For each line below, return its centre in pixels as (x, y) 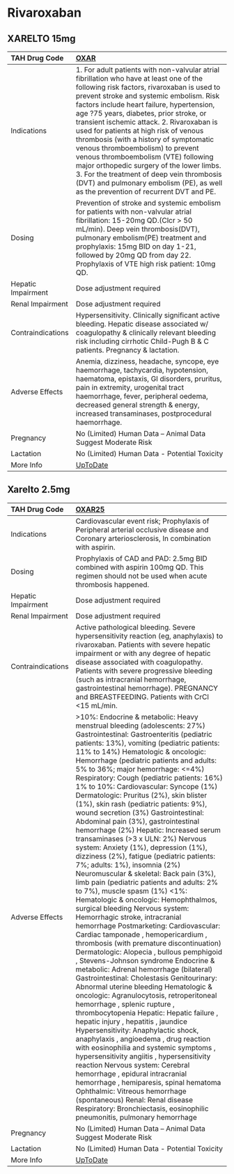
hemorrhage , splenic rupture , (125, 1004)
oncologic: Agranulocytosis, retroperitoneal (146, 995)
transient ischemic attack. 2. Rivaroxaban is (147, 122)
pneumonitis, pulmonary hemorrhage (136, 1117)
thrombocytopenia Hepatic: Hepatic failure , (147, 1012)
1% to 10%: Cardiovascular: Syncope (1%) (147, 786)
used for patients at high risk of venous (140, 131)
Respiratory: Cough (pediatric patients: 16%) (149, 778)
